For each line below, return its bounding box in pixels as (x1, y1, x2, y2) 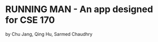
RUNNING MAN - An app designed (5, 4, 153, 15)
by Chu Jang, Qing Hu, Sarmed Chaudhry (5, 31, 93, 37)
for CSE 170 (5, 14, 55, 26)
